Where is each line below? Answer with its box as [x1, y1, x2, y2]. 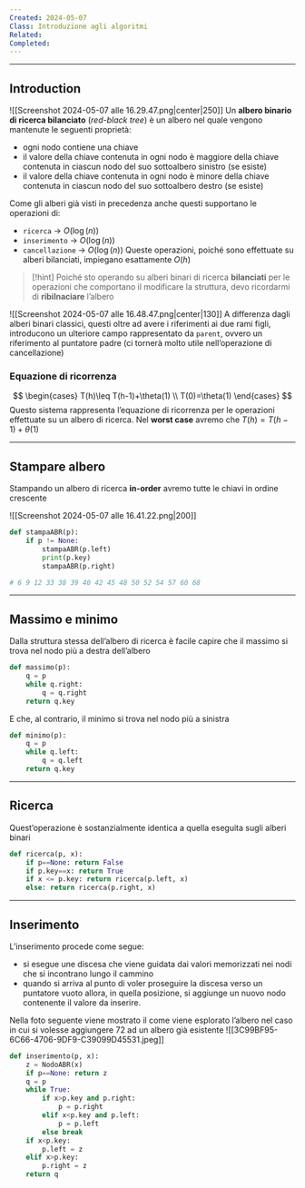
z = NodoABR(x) [25, 1060, 84, 1069]
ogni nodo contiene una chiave [22, 142, 139, 153]
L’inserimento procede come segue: [9, 941, 144, 952]
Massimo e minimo [9, 611, 119, 627]
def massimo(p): [9, 663, 71, 672]
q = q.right [42, 688, 88, 698]
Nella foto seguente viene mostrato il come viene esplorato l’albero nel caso [9, 1015, 293, 1025]
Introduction [9, 81, 82, 96]
